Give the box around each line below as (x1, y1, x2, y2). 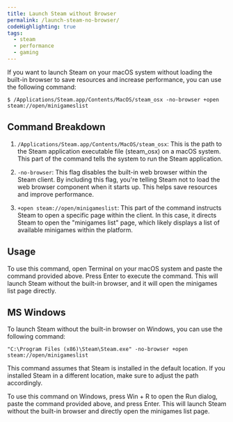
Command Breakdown (7, 121, 106, 133)
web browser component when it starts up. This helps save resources (17, 182, 218, 191)
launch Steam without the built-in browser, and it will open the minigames (7, 279, 218, 287)
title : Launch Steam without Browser (7, 10, 117, 17)
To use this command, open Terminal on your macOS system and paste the (7, 264, 223, 273)
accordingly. (7, 379, 43, 387)
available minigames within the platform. (17, 225, 134, 234)
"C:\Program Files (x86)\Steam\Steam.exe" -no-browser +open (7, 346, 188, 353)
